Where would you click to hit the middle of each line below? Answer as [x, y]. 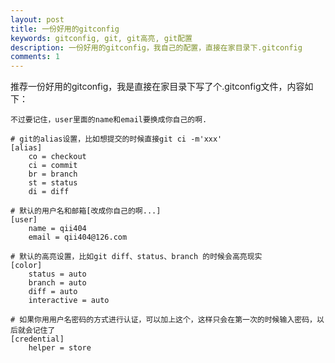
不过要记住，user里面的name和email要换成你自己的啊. [109, 120]
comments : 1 [35, 57]
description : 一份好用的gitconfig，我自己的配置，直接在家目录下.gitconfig [156, 47]
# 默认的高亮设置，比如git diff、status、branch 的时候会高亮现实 [136, 257]
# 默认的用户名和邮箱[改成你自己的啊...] [86, 211]
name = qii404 [57, 229]
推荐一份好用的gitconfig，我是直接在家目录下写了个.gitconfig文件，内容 [157, 87]
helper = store [60, 348]
